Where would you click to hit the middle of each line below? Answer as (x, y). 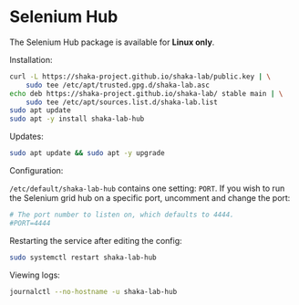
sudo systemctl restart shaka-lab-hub (83, 258)
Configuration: (36, 171)
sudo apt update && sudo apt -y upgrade (88, 153)
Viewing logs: (35, 275)
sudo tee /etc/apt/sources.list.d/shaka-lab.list (122, 102)
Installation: (31, 59)
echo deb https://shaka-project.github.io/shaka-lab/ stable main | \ (146, 93)
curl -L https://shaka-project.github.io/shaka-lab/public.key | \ (140, 76)
